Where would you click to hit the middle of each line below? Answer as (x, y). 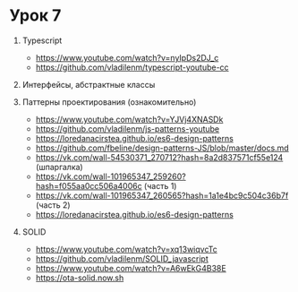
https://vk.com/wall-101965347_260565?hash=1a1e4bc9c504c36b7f (162, 195)
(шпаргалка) (59, 167)
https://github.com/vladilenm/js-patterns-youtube (128, 129)
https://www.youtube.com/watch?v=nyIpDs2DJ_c (127, 57)
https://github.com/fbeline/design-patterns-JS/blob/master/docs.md (162, 148)
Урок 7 (35, 16)
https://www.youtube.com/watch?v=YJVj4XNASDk (129, 119)
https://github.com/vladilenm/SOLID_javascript (122, 258)
